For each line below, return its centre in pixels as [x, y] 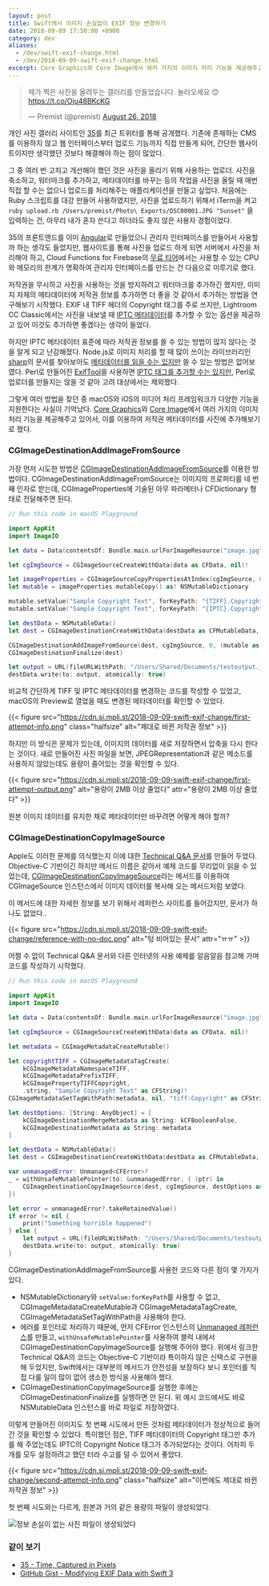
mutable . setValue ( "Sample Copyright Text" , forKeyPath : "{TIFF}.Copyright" [137, 602]
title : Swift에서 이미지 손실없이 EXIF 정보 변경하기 [87, 23]
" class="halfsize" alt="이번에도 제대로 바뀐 [188, 1480]
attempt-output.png [41, 789]
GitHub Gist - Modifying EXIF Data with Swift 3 [96, 1573]
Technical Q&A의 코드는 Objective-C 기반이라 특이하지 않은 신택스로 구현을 [139, 1356]
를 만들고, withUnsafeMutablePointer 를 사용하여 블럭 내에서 [121, 1336]
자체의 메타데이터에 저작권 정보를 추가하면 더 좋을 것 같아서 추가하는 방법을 [133, 295]
